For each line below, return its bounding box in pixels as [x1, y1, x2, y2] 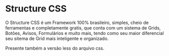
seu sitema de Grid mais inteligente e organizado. [5, 35, 109, 41]
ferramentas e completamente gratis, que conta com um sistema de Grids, [5, 24, 161, 30]
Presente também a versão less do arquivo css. [5, 45, 105, 51]
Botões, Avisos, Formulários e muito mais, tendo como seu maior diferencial [5, 30, 164, 36]
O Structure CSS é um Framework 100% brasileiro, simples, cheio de [5, 19, 149, 25]
